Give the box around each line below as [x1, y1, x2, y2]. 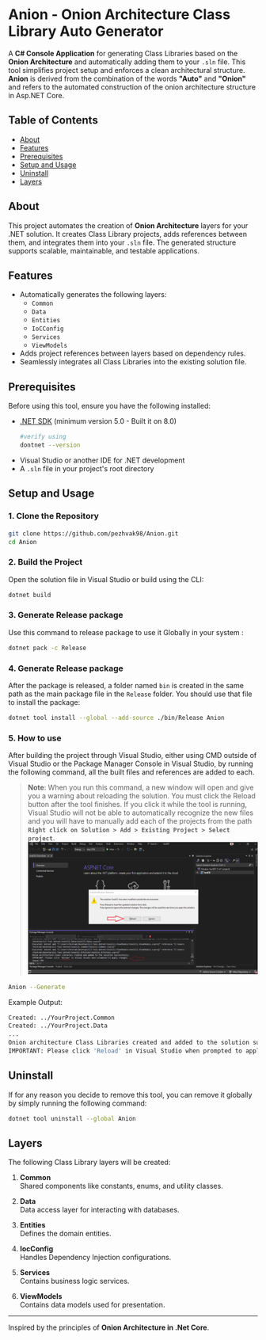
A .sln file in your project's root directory [19, 463, 154, 473]
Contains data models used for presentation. [19, 1300, 165, 1310]
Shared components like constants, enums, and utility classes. [19, 1182, 223, 1191]
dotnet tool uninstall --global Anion [8, 1114, 136, 1122]
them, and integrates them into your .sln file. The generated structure [8, 238, 237, 247]
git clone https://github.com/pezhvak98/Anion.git [8, 529, 179, 538]
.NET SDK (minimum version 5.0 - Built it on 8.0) [19, 417, 177, 426]
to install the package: [8, 698, 81, 707]
